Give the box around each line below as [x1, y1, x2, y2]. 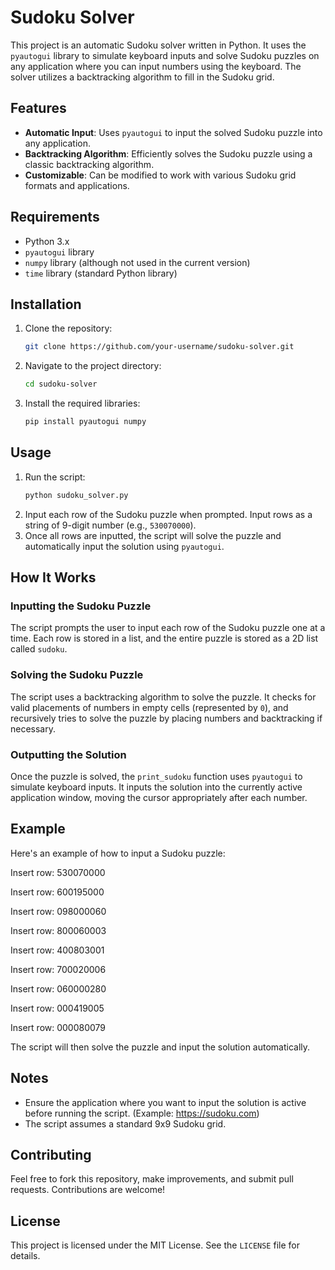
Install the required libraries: [24, 397, 141, 410]
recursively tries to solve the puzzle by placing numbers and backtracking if [10, 712, 323, 724]
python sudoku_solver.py [24, 490, 129, 500]
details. [10, 1250, 41, 1262]
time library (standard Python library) [24, 267, 178, 279]
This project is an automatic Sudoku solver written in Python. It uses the [10, 39, 307, 51]
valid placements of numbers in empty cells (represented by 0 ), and [10, 701, 289, 713]
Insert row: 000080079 [10, 1021, 107, 1033]
